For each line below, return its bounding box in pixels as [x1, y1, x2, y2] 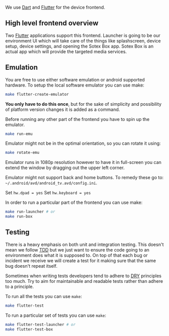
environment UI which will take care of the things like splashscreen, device [5, 37, 161, 44]
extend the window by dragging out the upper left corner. [5, 164, 125, 171]
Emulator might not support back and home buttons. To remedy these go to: [5, 175, 164, 181]
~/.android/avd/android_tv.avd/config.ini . [5, 180, 98, 186]
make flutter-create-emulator [5, 92, 69, 97]
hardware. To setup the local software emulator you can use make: [5, 82, 145, 88]
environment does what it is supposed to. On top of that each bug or [5, 252, 148, 258]
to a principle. [5, 283, 34, 289]
